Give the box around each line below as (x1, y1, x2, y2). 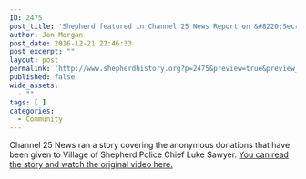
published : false (9, 73, 76, 82)
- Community (17, 114, 64, 124)
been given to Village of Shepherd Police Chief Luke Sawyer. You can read (9, 149, 290, 160)
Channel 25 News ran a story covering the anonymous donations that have (9, 140, 291, 151)
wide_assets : (9, 81, 59, 90)
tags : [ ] (9, 97, 47, 107)
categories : (9, 106, 55, 115)
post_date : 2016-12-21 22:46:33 (9, 38, 132, 48)
